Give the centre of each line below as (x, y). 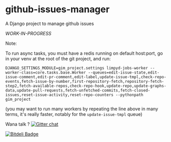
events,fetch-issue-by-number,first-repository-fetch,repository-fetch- (85, 81)
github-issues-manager (58, 9)
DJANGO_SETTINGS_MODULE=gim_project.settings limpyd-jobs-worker (77, 68)
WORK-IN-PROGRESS (28, 33)
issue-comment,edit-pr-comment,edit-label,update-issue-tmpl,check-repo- (86, 77)
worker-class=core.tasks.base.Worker (46, 73)
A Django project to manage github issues (50, 23)
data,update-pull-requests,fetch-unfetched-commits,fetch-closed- (78, 90)
